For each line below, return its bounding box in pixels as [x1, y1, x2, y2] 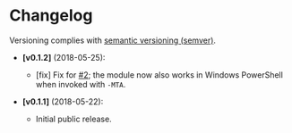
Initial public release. [35, 113, 112, 124]
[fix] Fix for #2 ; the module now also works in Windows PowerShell [35, 69, 284, 80]
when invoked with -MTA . [35, 79, 126, 89]
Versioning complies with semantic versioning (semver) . [9, 35, 217, 46]
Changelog [9, 5, 93, 26]
